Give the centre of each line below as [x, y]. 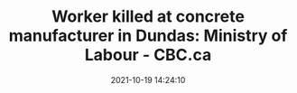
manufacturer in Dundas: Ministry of [148, 36]
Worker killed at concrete [148, 17]
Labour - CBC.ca [148, 55]
